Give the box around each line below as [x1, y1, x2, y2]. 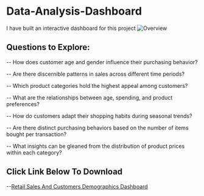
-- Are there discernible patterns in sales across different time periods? [6, 70, 185, 78]
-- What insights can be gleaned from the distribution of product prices [6, 142, 185, 150]
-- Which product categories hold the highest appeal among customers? [6, 82, 188, 89]
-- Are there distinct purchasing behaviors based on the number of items [6, 124, 189, 131]
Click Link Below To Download [6, 167, 123, 177]
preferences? [6, 100, 40, 107]
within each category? [6, 148, 62, 156]
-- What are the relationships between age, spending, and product [6, 93, 173, 101]
